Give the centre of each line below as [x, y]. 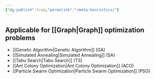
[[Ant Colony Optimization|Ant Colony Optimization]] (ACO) [73, 66]
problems [20, 38]
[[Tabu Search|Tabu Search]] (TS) [47, 60]
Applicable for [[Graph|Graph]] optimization [75, 30]
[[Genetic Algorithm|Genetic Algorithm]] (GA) [59, 50]
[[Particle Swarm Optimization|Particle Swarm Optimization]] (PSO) [81, 71]
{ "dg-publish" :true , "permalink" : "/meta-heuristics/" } [62, 10]
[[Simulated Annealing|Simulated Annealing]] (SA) [64, 55]
